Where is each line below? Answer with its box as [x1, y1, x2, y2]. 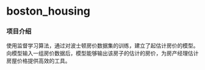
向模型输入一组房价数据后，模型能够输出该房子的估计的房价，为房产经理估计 [6, 50, 199, 57]
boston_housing [6, 4, 90, 18]
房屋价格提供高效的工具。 [6, 57, 71, 65]
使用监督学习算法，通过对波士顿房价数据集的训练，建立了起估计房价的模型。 [6, 42, 199, 49]
